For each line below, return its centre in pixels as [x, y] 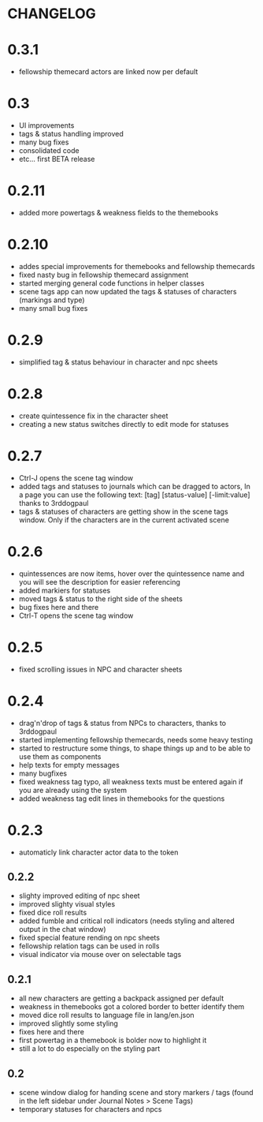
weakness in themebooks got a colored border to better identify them [131, 1007]
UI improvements [46, 125]
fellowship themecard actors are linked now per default [108, 72]
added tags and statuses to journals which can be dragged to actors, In [135, 486]
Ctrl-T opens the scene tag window [76, 615]
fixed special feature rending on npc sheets [89, 938]
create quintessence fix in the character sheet [93, 416]
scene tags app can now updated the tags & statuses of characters [128, 291]
